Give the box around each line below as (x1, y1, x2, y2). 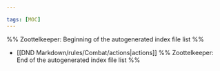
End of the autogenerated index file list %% (16, 56, 141, 64)
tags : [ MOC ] (6, 16, 41, 23)
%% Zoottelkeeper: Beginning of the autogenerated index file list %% (6, 35, 205, 43)
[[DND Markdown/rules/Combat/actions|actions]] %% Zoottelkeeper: (16, 48, 214, 57)
